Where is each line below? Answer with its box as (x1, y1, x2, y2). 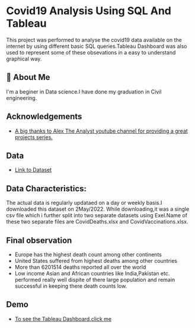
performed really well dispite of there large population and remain (14, 276, 175, 283)
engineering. (6, 94, 37, 101)
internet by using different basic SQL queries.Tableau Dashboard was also (6, 43, 187, 50)
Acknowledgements (6, 111, 82, 122)
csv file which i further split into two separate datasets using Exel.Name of (6, 212, 188, 219)
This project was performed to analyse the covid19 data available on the (6, 36, 182, 43)
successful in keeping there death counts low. (14, 282, 127, 290)
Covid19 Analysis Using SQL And (6, 4, 172, 18)
